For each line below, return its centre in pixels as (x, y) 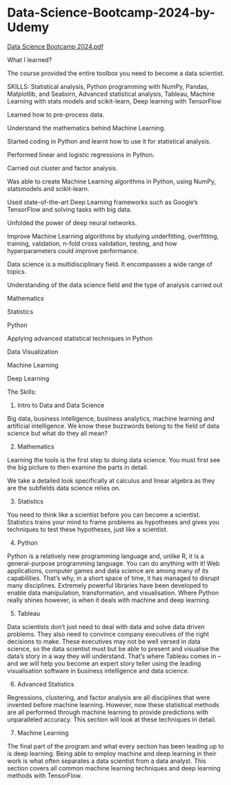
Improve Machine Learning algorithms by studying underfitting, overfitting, (113, 236)
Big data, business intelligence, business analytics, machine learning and (111, 418)
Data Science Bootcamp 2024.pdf (56, 46)
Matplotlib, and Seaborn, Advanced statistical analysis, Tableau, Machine (111, 94)
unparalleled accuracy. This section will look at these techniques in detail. (112, 719)
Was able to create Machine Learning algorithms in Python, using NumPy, (112, 181)
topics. (17, 271)
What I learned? (30, 59)
